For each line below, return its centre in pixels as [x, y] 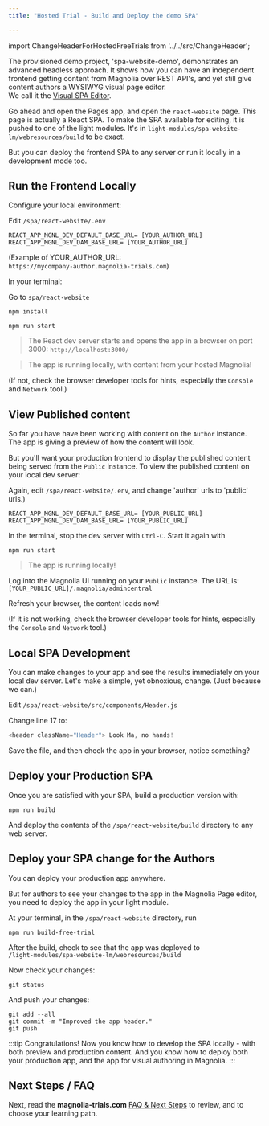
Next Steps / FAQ [51, 1085]
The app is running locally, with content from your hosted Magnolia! [140, 365]
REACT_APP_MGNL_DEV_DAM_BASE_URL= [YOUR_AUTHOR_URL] [98, 243]
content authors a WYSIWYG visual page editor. [87, 87]
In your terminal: [35, 281]
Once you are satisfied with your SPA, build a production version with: [124, 795]
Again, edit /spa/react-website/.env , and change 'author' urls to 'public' [128, 490]
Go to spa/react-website [49, 297]
